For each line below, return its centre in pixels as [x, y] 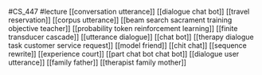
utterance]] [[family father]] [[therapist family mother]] [98, 62]
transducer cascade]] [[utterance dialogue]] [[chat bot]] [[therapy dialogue [131, 37]
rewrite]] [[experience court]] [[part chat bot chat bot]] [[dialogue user [124, 54]
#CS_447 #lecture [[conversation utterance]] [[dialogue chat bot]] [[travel [129, 12]
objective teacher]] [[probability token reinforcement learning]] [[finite [123, 28]
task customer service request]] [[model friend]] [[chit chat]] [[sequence [127, 45]
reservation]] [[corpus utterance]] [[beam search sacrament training [120, 20]
